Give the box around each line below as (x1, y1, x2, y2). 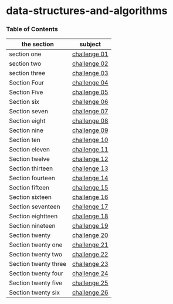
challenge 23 (72, 260, 108, 268)
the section (21, 40, 54, 48)
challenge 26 (72, 289, 108, 297)
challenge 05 (72, 88, 108, 96)
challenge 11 (72, 146, 108, 154)
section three (9, 69, 46, 77)
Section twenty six (9, 289, 60, 297)
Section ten (9, 136, 41, 144)
